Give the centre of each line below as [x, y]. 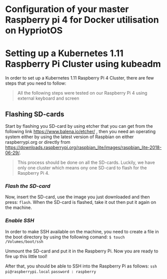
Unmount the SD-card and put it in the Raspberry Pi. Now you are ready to [82, 251]
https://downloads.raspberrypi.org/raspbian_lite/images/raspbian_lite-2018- [83, 147]
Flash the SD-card [28, 186]
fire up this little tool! [26, 256]
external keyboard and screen [48, 98]
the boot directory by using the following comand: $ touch [65, 237]
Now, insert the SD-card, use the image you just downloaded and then [77, 197]
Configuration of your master [67, 9]
